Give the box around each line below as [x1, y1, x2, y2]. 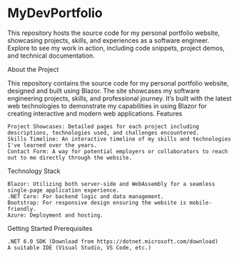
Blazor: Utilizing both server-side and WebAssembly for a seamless [7, 180, 215, 187]
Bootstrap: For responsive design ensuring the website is [7, 199, 187, 206]
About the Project [7, 65, 59, 73]
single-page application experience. [7, 187, 120, 194]
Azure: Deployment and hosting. [7, 212, 103, 219]
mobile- [189, 199, 213, 206]
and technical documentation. [7, 51, 95, 60]
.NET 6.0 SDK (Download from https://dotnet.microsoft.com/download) [7, 237, 219, 245]
